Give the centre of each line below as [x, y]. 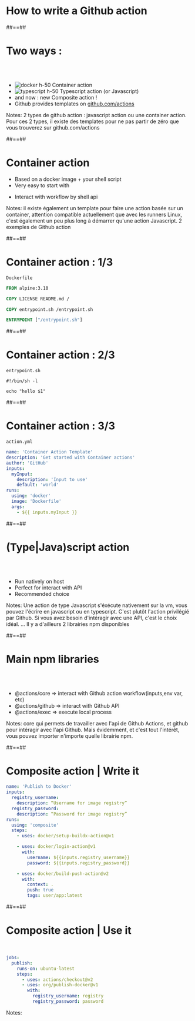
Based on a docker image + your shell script [68, 179]
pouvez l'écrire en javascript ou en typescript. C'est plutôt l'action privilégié [98, 611]
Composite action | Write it [73, 771]
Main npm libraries [53, 659]
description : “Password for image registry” [72, 814]
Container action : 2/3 [61, 355]
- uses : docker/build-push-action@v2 [63, 874]
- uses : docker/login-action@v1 [56, 847]
